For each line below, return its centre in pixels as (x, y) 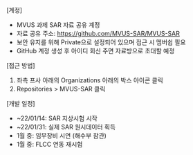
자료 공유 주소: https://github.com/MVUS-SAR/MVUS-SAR (98, 34)
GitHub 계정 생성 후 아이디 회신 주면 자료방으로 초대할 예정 (95, 51)
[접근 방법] (21, 65)
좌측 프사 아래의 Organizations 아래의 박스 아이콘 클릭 (90, 80)
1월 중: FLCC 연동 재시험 (49, 144)
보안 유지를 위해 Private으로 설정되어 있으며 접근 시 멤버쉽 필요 (101, 42)
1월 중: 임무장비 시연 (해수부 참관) (61, 136)
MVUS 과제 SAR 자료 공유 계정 (58, 25)
